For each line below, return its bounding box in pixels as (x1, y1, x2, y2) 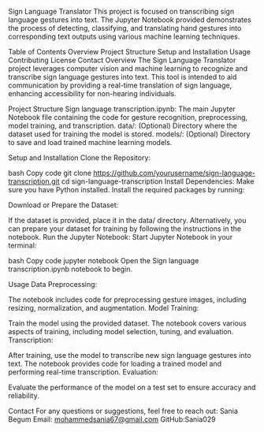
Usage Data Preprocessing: (8, 280, 98, 289)
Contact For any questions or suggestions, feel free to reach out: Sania (8, 406, 239, 415)
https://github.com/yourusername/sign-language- (93, 169, 256, 177)
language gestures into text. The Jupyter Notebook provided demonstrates (8, 15, 252, 24)
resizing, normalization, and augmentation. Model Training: (8, 304, 199, 312)
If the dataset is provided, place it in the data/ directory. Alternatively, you (8, 216, 247, 225)
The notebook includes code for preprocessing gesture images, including (8, 295, 247, 304)
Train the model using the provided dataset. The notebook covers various (8, 318, 247, 328)
